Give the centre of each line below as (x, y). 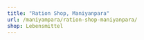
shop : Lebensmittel (35, 26)
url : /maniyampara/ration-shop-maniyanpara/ (72, 20)
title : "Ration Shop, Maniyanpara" (58, 13)
